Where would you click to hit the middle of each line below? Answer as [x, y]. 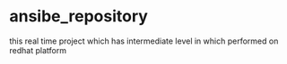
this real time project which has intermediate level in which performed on [144, 41]
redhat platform [38, 50]
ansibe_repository [78, 16]
